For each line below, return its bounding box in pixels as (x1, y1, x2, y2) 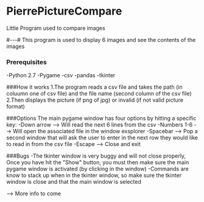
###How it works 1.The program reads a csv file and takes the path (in (6, 83, 183, 91)
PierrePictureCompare (6, 4, 122, 18)
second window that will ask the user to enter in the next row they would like (6, 134, 198, 141)
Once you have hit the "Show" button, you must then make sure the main (6, 159, 189, 166)
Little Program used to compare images (6, 24, 105, 32)
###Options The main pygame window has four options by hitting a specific (6, 114, 197, 122)
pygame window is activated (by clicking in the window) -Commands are (6, 165, 189, 173)
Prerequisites (6, 58, 47, 66)
